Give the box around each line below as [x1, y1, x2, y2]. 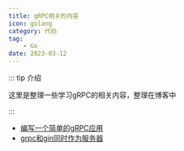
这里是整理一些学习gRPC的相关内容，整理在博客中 [8, 90, 177, 100]
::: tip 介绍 [8, 73, 42, 82]
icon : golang [8, 19, 53, 28]
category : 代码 [8, 27, 58, 35]
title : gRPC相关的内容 [8, 11, 79, 20]
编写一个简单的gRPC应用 [19, 123, 104, 132]
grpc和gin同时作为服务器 [19, 133, 104, 143]
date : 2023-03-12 [8, 50, 67, 58]
